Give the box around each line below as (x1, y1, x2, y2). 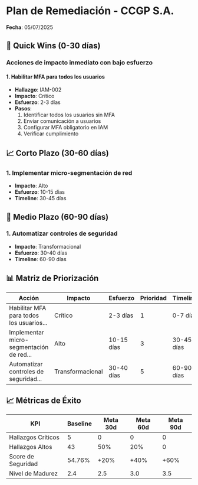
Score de (9, 453, 34, 461)
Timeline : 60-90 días (14, 255, 67, 262)
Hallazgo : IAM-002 (14, 86, 62, 93)
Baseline (67, 419, 93, 428)
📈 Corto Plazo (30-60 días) (6, 148, 109, 158)
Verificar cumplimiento (23, 130, 79, 137)
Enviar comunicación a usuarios (23, 118, 101, 125)
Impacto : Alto (14, 182, 48, 190)
